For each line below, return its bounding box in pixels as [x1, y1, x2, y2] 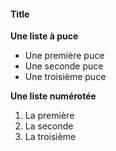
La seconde [24, 120, 74, 132]
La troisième [24, 131, 77, 143]
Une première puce [24, 50, 105, 62]
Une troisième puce [24, 71, 107, 83]
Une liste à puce [10, 30, 79, 42]
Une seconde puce [24, 60, 104, 72]
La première [24, 110, 75, 122]
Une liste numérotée [10, 90, 97, 102]
